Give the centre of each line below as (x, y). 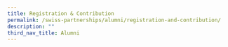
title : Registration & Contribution (61, 13)
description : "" (31, 26)
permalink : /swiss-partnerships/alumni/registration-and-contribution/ (114, 20)
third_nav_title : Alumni (43, 33)
